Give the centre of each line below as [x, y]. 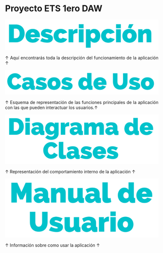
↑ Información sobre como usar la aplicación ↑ [53, 245]
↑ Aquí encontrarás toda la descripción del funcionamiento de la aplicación [82, 58]
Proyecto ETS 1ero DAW [54, 9]
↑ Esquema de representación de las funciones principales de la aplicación [82, 102]
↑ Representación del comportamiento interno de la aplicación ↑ [70, 172]
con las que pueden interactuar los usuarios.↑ [52, 107]
